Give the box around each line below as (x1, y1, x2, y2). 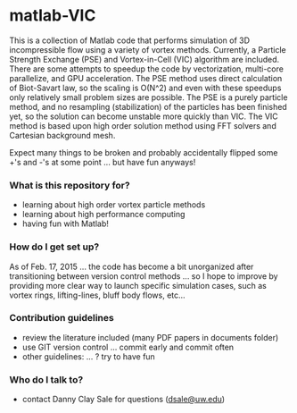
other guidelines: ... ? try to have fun (21, 350, 156, 362)
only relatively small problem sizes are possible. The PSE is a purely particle (9, 91, 288, 103)
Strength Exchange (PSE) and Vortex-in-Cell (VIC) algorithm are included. (9, 54, 280, 64)
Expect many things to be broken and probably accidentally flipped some (9, 147, 278, 157)
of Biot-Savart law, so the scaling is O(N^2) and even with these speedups (9, 82, 282, 93)
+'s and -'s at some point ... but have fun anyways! (9, 156, 196, 167)
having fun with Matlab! (21, 218, 110, 229)
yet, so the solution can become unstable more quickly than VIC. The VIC (9, 111, 278, 122)
